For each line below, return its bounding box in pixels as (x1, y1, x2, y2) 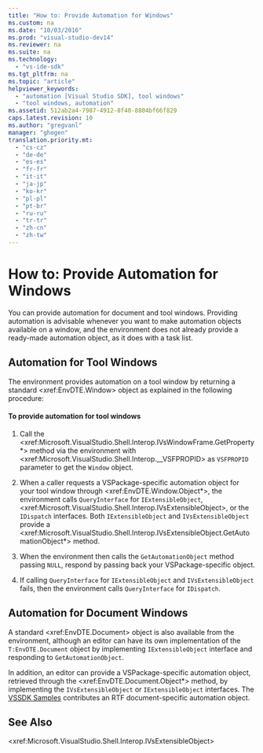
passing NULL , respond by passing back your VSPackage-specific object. (19, 560, 255, 569)
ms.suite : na (8, 48, 51, 56)
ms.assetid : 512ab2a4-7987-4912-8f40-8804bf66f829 (8, 107, 177, 115)
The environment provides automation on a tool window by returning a (8, 376, 236, 386)
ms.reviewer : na (8, 41, 61, 49)
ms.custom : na (8, 19, 55, 27)
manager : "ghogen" (8, 128, 68, 136)
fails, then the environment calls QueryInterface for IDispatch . (19, 584, 221, 593)
